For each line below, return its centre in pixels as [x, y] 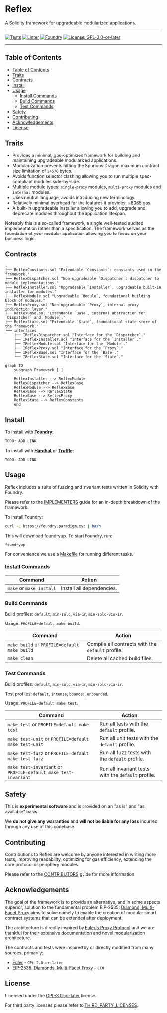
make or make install [32, 588]
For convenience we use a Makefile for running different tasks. [69, 554]
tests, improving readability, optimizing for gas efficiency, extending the [78, 859]
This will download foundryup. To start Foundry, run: [59, 536]
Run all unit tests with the [129, 738]
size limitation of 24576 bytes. [42, 171]
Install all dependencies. [89, 588]
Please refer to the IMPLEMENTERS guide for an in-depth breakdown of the [83, 502]
